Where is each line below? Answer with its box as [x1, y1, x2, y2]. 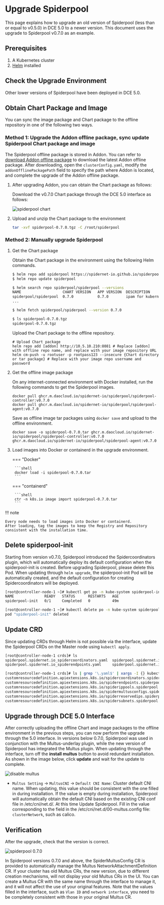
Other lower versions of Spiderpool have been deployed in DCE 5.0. [5, 90, 141, 95]
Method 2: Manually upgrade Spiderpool [5, 237, 103, 243]
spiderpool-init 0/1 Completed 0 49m [5, 598, 119, 603]
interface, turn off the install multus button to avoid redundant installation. [5, 751, 155, 757]
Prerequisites [5, 44, 47, 52]
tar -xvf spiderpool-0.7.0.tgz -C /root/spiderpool [12, 225, 120, 230]
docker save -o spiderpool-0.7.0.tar [12, 429, 89, 434]
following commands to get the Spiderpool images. [12, 384, 115, 390]
